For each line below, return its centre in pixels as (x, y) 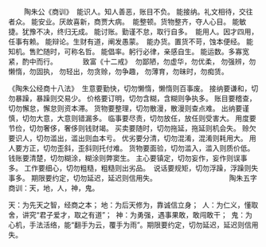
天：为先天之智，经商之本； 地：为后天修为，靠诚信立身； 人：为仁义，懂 (130, 205)
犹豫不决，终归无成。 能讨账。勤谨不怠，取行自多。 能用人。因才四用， (140, 31)
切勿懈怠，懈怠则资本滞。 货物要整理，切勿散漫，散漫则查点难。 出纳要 (125, 108)
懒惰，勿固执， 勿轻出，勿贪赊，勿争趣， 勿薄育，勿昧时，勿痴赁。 (118, 71)
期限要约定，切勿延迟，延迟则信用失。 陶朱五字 (144, 178)
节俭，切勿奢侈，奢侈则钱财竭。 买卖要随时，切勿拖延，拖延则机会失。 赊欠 (132, 128)
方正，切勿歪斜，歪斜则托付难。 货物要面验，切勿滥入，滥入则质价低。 (138, 148)
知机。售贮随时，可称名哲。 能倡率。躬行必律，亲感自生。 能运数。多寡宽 (129, 51)
